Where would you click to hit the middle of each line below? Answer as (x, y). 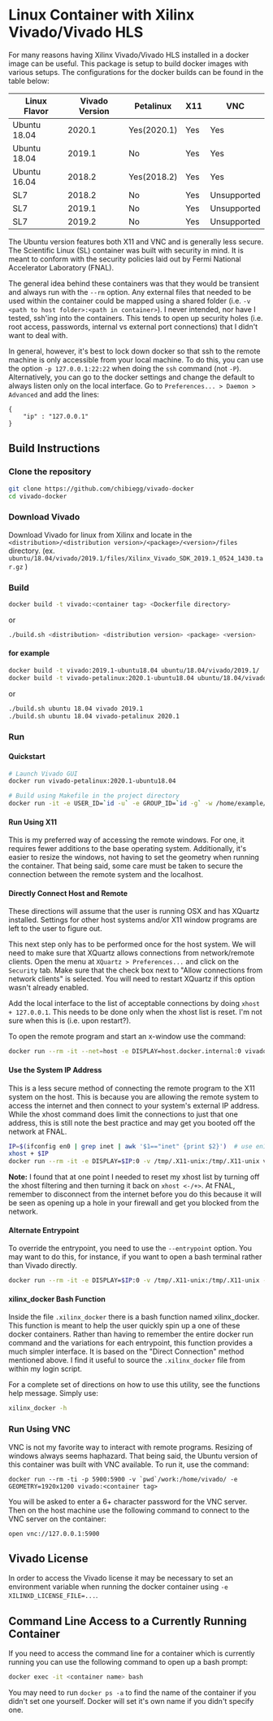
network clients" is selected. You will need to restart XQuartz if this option (132, 979)
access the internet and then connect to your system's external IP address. (134, 1105)
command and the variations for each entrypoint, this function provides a (131, 1343)
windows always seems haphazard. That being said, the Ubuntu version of (133, 1455)
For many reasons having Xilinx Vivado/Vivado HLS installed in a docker (129, 55)
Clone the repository (50, 472)
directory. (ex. (32, 551)
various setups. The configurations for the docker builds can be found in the (136, 72)
